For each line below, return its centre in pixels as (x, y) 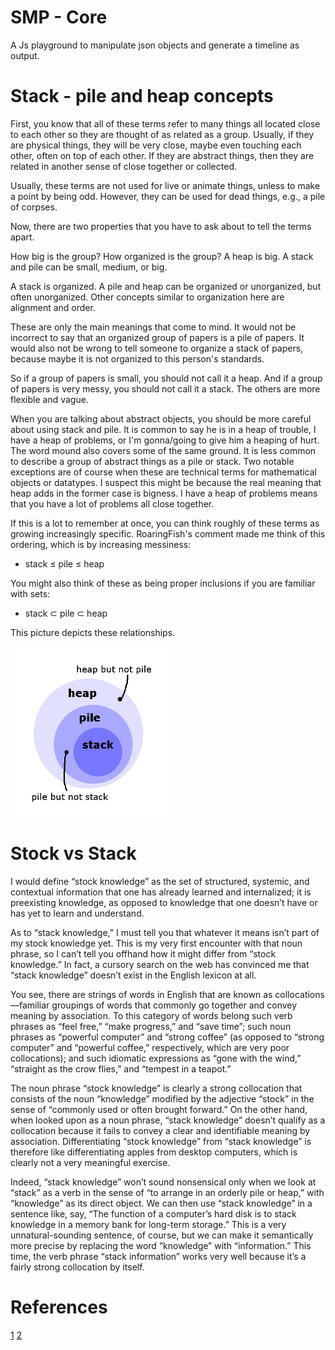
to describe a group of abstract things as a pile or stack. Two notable (152, 461)
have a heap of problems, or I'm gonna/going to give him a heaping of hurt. (165, 440)
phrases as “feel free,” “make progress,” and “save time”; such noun (151, 1026)
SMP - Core (59, 17)
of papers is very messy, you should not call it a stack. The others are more (165, 388)
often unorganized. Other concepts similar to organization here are (147, 297)
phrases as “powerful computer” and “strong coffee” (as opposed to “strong (167, 1037)
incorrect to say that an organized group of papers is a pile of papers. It (157, 337)
